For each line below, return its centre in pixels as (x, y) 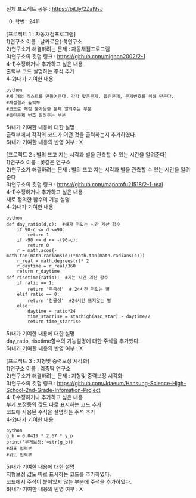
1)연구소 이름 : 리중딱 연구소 (38, 368)
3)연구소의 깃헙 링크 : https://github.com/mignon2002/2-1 (76, 56)
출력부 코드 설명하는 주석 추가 (41, 71)
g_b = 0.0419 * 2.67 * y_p (40, 436)
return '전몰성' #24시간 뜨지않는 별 (69, 301)
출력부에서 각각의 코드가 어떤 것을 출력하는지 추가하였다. (71, 135)
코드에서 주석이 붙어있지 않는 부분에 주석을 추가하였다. (69, 482)
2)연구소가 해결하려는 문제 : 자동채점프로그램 (58, 49)
